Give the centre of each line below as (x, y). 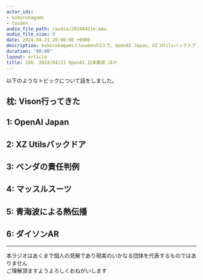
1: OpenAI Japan (38, 122)
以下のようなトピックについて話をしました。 (62, 80)
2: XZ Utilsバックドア (46, 144)
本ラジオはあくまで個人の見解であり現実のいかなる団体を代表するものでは (99, 255)
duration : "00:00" (29, 51)
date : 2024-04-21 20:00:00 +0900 (48, 40)
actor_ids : (20, 12)
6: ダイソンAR (33, 234)
